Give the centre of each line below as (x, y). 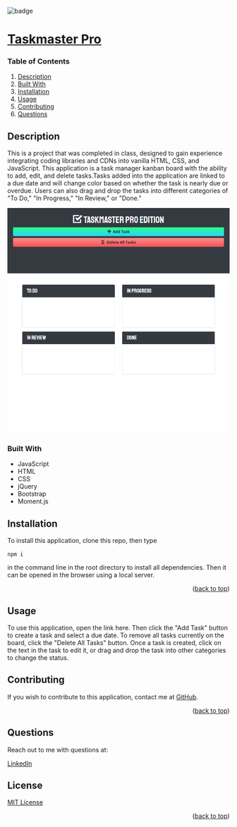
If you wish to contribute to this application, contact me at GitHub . (103, 697)
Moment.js (33, 501)
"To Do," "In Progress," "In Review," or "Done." (74, 198)
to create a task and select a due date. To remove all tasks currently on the (116, 635)
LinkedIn (20, 763)
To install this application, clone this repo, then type (82, 541)
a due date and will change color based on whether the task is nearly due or (118, 183)
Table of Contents (39, 61)
